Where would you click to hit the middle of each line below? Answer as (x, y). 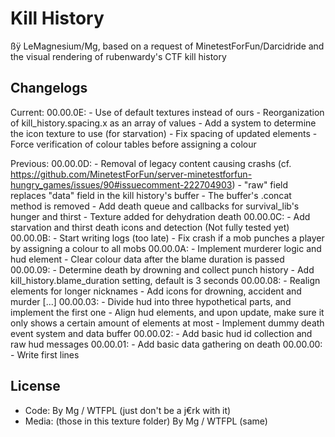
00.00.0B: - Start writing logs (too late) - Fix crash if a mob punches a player (167, 238)
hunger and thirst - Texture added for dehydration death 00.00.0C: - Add (160, 216)
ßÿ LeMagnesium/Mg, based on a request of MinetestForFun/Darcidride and (167, 46)
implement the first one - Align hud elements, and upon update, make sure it (167, 312)
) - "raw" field (260, 184)
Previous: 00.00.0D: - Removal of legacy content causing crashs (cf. (151, 163)
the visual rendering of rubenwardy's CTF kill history (118, 56)
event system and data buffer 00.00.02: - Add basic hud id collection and (161, 333)
